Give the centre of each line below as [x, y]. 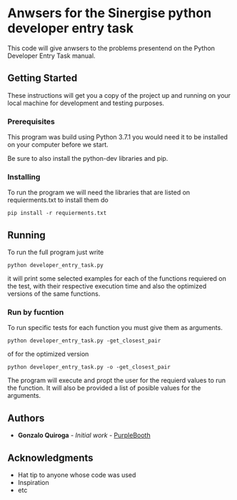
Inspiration [33, 483]
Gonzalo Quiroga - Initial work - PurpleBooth [84, 435]
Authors [26, 418]
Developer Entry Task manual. [51, 56]
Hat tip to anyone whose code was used [77, 475]
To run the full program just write [56, 252]
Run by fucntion [36, 312]
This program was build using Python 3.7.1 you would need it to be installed [118, 137]
